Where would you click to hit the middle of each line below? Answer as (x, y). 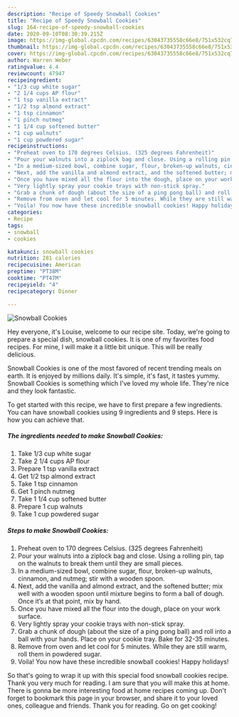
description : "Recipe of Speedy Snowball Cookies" (84, 14)
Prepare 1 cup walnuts (50, 506)
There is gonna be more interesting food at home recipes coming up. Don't (117, 691)
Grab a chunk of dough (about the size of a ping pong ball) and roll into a (124, 632)
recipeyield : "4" (33, 285)
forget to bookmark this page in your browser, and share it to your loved (113, 699)
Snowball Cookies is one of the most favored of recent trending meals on (115, 368)
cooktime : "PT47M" (34, 278)
